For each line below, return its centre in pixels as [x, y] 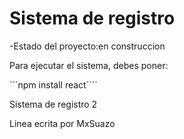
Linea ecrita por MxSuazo [62, 123]
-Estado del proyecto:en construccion [87, 46]
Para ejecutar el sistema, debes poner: [89, 65]
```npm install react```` [53, 84]
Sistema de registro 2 [53, 104]
